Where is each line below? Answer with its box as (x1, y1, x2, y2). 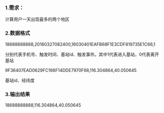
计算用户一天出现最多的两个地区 (5, 16, 70, 23)
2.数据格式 (5, 30, 30, 37)
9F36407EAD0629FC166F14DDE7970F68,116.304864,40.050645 (5, 67, 137, 73)
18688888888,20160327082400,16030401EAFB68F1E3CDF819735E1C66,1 (5, 41, 156, 47)
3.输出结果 (5, 90, 30, 97)
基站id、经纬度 (5, 77, 35, 83)
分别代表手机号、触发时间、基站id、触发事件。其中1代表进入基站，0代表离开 (5, 51, 159, 57)
